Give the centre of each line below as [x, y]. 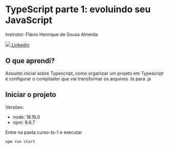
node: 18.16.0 [26, 117]
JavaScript [29, 20]
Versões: [15, 107]
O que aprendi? [30, 61]
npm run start [20, 141]
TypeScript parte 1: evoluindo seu [78, 9]
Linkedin [20, 45]
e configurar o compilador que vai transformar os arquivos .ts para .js [78, 79]
